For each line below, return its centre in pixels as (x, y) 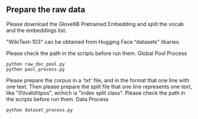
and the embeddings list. (37, 30)
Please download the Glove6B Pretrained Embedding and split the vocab (95, 24)
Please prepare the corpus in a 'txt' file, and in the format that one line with (98, 80)
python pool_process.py (36, 69)
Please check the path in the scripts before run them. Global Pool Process (97, 53)
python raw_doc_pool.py (36, 64)
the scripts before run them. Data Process (57, 99)
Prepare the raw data (46, 10)
